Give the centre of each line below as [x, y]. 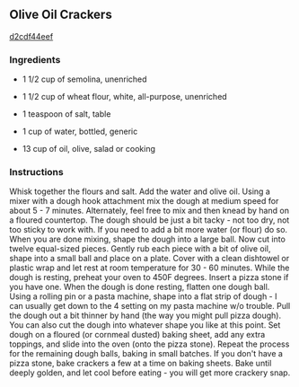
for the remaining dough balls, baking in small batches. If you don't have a [146, 354]
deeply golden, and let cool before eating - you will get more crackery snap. [150, 373]
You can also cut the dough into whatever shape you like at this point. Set [145, 325]
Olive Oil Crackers [61, 15]
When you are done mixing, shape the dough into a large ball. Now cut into [147, 239]
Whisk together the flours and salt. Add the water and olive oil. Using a [140, 191]
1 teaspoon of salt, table [66, 114]
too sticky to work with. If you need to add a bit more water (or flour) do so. [149, 230]
